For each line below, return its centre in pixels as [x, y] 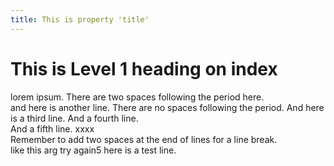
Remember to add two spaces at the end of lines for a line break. [144, 139]
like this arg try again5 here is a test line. [93, 150]
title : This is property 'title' [80, 19]
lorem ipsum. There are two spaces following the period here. [137, 97]
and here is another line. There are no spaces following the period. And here [167, 107]
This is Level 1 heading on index [144, 68]
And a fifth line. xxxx [52, 128]
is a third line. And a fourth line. [74, 118]
